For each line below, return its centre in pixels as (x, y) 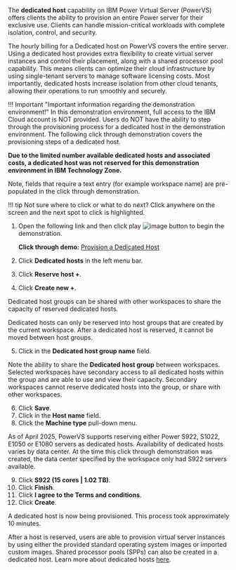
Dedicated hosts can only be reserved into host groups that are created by (116, 323)
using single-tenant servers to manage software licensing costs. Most (109, 76)
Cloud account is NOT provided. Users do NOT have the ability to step (110, 119)
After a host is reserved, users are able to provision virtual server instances (117, 537)
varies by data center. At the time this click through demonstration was (110, 451)
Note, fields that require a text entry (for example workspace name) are (111, 184)
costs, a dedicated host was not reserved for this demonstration (104, 163)
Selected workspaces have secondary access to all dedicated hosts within (116, 372)
